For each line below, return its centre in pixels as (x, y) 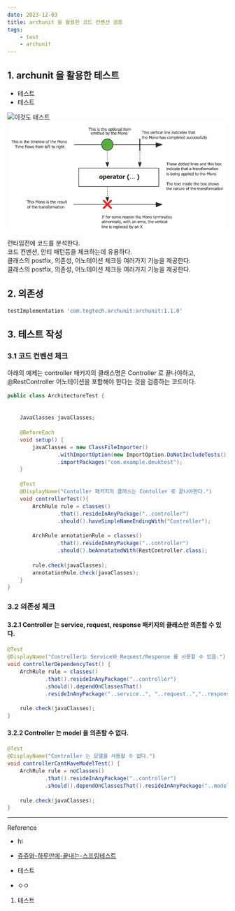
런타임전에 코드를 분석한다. (44, 243)
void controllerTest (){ (55, 499)
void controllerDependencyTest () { (59, 665)
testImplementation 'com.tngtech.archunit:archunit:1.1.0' (95, 311)
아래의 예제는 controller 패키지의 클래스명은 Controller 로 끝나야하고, (101, 373)
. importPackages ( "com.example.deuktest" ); (120, 462)
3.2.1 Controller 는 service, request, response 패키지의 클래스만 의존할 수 (111, 624)
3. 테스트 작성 (35, 335)
